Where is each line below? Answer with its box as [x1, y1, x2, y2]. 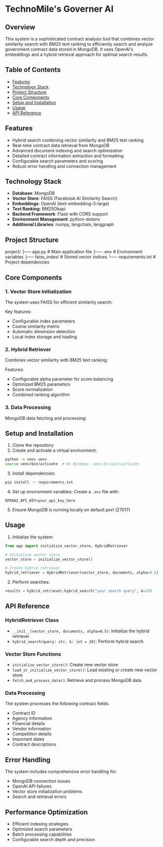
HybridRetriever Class [5, 617, 59, 624]
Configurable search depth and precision [12, 836, 95, 842]
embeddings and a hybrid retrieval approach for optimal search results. [5, 51, 149, 57]
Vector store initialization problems [12, 789, 82, 795]
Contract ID [12, 710, 36, 716]
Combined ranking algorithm [12, 392, 70, 398]
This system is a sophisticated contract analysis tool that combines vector [5, 36, 154, 42]
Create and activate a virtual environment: [12, 447, 97, 454]
